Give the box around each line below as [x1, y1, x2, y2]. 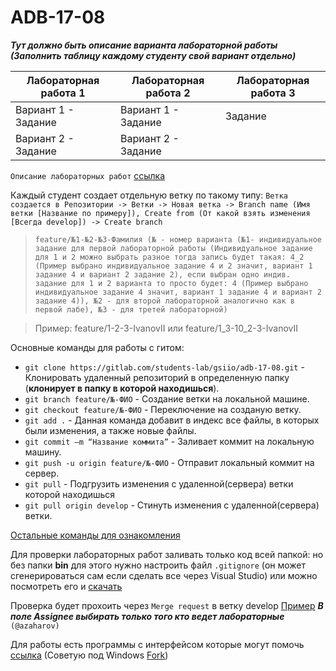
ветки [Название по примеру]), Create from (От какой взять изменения [10, 208, 311, 218]
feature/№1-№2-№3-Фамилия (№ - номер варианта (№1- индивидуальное [34, 234, 322, 245]
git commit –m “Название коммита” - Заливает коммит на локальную [24, 435, 315, 447]
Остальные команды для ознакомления [10, 529, 181, 541]
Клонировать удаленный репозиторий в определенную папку [24, 371, 290, 383]
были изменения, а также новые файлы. [24, 424, 197, 436]
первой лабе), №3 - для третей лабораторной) [34, 304, 228, 315]
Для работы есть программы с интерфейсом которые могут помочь [10, 638, 305, 650]
